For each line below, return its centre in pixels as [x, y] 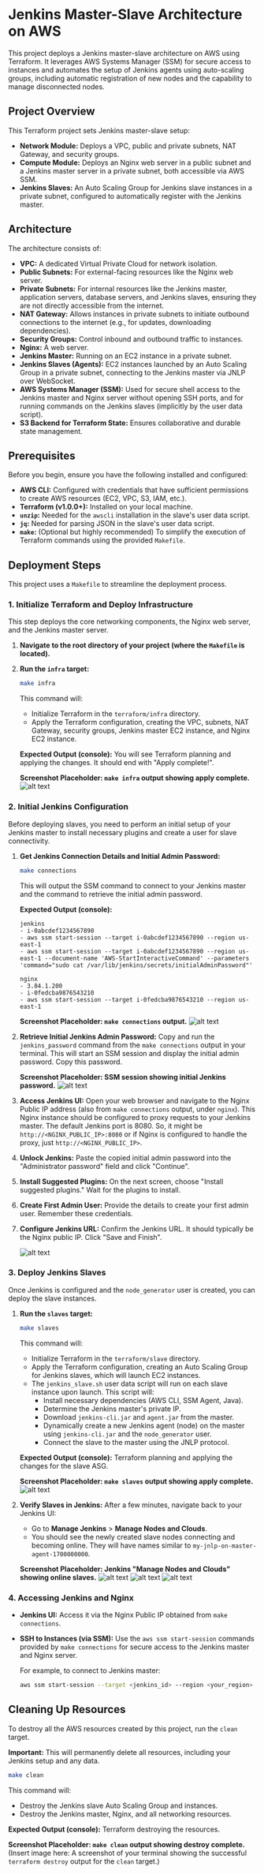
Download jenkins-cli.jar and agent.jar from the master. [139, 1417]
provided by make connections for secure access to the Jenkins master [134, 1647]
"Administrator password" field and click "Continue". [104, 1166]
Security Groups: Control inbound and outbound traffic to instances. [131, 339]
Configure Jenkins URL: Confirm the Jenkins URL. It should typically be [136, 1229]
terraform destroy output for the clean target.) [84, 1861]
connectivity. [29, 841]
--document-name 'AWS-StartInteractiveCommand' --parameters [147, 958]
